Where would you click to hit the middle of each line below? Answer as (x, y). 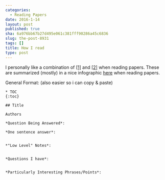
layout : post (19, 24)
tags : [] (15, 43)
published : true (22, 29)
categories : (18, 10)
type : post (17, 53)
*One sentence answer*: (31, 132)
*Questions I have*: (27, 159)
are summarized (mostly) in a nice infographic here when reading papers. (82, 72)
